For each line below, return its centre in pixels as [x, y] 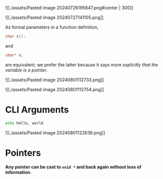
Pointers [23, 153]
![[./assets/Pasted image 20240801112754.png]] [54, 89]
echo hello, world [24, 123]
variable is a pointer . [26, 70]
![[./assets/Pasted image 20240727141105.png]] [54, 17]
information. [18, 172]
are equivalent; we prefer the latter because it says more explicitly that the [82, 65]
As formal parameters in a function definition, [52, 27]
